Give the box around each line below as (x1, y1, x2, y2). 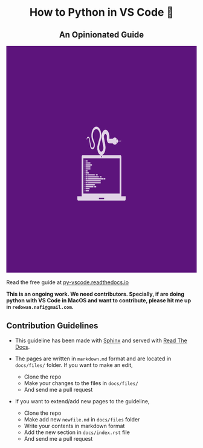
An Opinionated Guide (59, 30, 144, 40)
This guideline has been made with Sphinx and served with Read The (14, 337, 187, 344)
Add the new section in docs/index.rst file (24, 429, 130, 436)
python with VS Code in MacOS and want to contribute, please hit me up (6, 297, 192, 304)
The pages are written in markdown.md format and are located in (14, 355, 172, 362)
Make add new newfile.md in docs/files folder (24, 415, 140, 423)
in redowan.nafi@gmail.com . (6, 304, 74, 310)
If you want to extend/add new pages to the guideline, (14, 397, 150, 404)
